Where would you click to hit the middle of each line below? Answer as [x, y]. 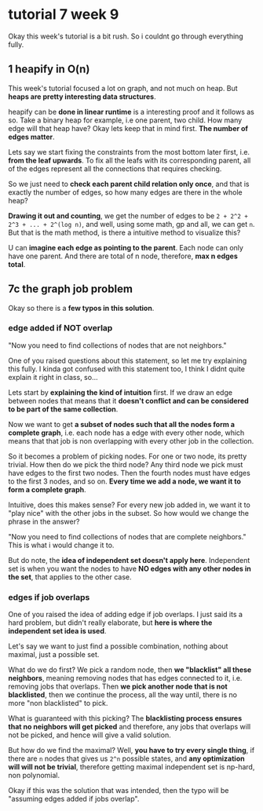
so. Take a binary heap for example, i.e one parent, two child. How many [125, 120]
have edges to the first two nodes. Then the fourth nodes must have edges [130, 473]
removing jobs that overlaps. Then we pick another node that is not [118, 687]
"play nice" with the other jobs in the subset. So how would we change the [129, 513]
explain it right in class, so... [53, 377]
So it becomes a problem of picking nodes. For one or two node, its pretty [128, 456]
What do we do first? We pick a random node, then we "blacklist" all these [130, 670]
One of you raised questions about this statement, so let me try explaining [128, 360]
